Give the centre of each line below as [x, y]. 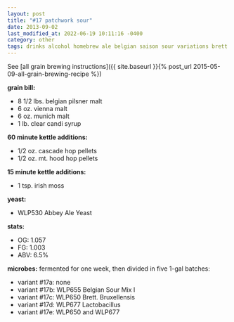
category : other [31, 40]
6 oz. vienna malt [43, 109]
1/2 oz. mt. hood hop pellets [58, 158]
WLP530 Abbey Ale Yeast [55, 213]
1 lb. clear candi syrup [49, 123]
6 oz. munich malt [44, 116]
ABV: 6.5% [33, 255]
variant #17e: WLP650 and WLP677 [69, 312]
